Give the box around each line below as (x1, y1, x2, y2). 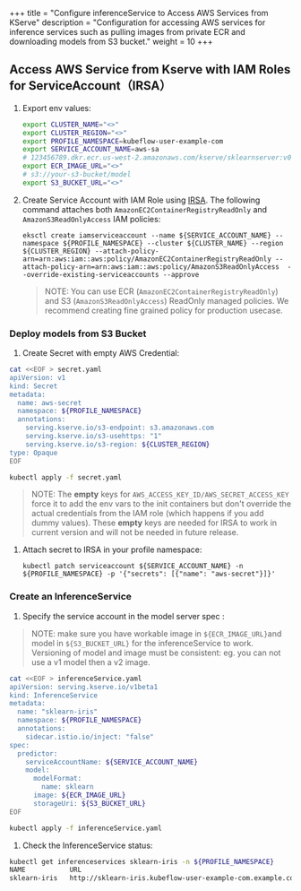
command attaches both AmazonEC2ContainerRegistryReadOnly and (21, 203, 267, 214)
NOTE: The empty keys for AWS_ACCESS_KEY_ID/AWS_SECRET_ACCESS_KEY (30, 489, 289, 500)
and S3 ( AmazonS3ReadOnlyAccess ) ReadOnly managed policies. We (44, 295, 289, 306)
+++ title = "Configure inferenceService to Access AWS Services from (9, 8, 269, 18)
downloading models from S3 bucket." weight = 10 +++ (9, 36, 213, 47)
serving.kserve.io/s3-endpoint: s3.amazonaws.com (25, 423, 215, 433)
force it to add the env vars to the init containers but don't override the (30, 498, 292, 509)
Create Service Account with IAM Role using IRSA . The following (21, 195, 261, 205)
